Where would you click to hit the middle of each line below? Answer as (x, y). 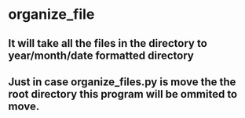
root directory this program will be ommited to (123, 94)
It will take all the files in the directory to (108, 43)
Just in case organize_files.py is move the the (122, 82)
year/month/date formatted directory (101, 55)
